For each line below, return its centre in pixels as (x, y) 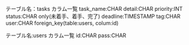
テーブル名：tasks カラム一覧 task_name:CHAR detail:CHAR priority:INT (94, 9)
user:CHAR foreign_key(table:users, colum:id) (62, 23)
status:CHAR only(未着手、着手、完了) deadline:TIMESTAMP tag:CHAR (93, 16)
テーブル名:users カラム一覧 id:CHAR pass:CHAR (66, 35)
